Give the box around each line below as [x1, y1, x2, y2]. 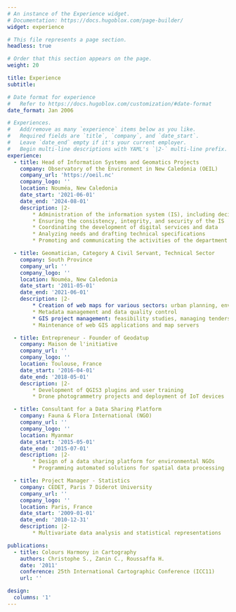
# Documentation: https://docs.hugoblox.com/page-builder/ [7, 17, 184, 24]
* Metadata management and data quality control [32, 308, 178, 315]
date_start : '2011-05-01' [20, 282, 96, 289]
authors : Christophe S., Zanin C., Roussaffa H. [20, 555, 165, 562]
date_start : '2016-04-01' [20, 367, 96, 374]
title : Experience [7, 74, 61, 82]
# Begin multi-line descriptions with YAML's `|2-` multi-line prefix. [7, 145, 228, 152]
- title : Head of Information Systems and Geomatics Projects [13, 159, 199, 166]
